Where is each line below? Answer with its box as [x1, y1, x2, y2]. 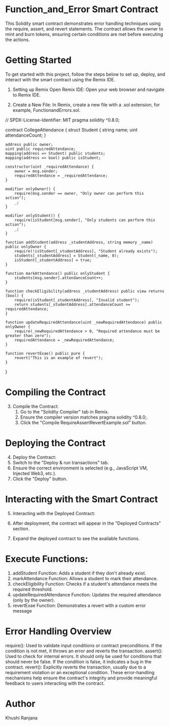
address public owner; [5, 142, 53, 147]
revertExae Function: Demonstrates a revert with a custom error [12, 602, 146, 608]
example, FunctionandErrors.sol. [12, 107, 81, 113]
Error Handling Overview [5, 625, 112, 637]
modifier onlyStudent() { [5, 213, 60, 218]
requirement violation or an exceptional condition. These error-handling [5, 669, 155, 675]
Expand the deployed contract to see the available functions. [12, 535, 140, 542]
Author [5, 698, 36, 709]
